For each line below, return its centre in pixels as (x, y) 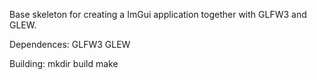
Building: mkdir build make (64, 63)
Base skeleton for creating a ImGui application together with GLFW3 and (158, 14)
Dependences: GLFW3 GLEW (70, 44)
